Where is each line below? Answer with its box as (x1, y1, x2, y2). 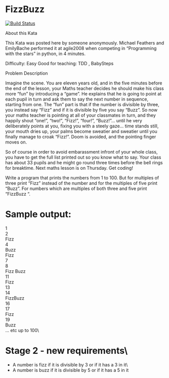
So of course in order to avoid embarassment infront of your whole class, (5, 149, 158, 155)
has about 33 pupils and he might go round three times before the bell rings (5, 159, 163, 165)
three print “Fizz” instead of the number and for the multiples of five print (5, 180, 158, 186)
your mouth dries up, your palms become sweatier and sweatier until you (5, 128, 158, 134)
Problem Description (5, 70, 48, 76)
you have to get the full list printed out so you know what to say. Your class (5, 154, 161, 160)
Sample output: (5, 209, 72, 220)
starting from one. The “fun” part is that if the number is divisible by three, (5, 101, 159, 107)
